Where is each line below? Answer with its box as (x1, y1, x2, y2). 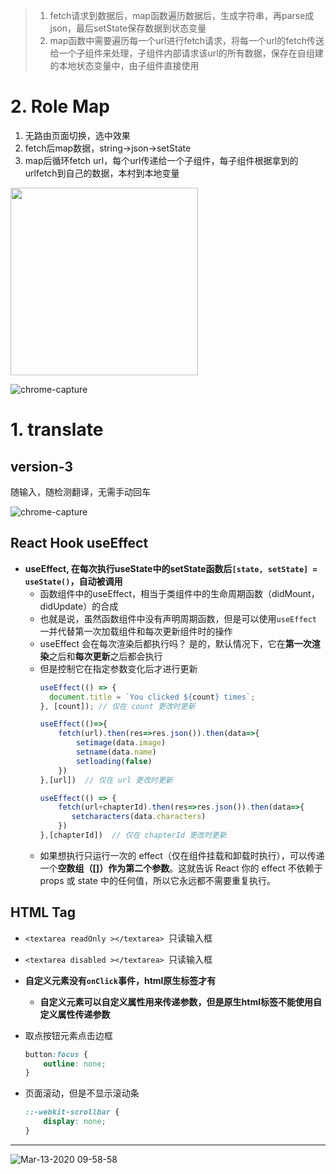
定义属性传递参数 (39, 1008, 111, 1020)
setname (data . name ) (75, 747, 157, 757)
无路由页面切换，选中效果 (24, 129, 131, 141)
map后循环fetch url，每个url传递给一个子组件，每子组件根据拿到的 (24, 154, 299, 166)
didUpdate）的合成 (39, 600, 119, 612)
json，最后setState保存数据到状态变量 (49, 22, 207, 34)
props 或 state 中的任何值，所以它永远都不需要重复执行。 (39, 874, 276, 886)
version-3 (10, 458, 73, 475)
